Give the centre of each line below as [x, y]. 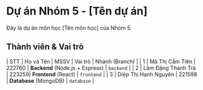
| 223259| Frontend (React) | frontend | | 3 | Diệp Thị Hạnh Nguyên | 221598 [102, 74]
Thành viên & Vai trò [45, 47]
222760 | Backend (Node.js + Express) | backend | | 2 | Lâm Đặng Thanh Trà [101, 68]
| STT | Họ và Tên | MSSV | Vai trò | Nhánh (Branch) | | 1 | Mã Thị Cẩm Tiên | [101, 61]
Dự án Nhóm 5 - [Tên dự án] [77, 11]
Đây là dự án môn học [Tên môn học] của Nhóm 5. [69, 28]
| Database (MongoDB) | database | [50, 80]
